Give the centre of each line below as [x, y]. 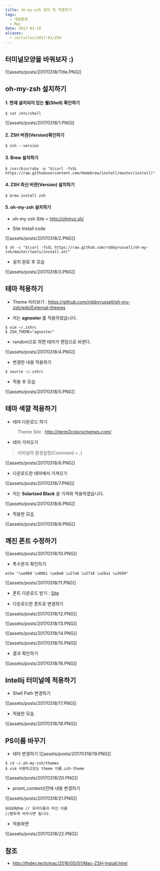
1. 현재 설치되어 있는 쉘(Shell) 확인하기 [42, 102]
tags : [11, 15]
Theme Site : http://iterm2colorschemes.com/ [64, 432]
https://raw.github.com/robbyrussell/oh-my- [101, 247]
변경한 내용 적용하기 [32, 362]
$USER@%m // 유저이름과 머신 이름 [36, 809]
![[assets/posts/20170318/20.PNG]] [41, 778]
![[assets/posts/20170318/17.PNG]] [41, 703]
